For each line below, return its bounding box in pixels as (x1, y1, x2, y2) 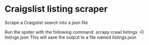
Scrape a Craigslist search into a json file (4, 20, 88, 25)
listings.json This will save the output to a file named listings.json (4, 34, 137, 40)
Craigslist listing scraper (4, 3, 108, 15)
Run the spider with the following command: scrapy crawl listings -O (4, 29, 144, 35)
